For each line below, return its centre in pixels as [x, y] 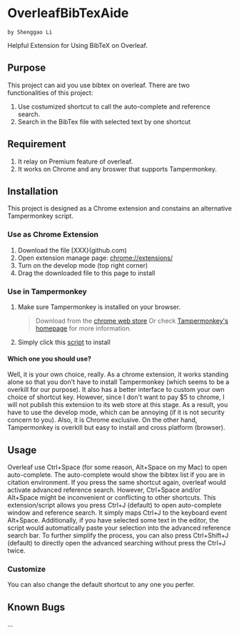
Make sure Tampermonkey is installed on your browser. [99, 307]
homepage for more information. [83, 328]
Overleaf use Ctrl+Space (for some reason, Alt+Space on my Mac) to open [117, 467]
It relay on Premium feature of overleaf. [75, 161]
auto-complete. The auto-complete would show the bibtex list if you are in [116, 474]
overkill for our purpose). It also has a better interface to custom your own [116, 390]
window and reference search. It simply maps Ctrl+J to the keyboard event [117, 513]
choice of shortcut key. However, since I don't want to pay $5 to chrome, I [116, 397]
